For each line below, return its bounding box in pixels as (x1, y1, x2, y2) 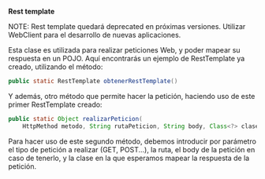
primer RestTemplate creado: (8, 100, 103, 109)
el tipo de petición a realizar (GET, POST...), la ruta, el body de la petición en (8, 144, 256, 154)
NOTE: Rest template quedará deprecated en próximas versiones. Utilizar (8, 22, 246, 31)
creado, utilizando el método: (8, 62, 103, 71)
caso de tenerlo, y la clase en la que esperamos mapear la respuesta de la (8, 153, 250, 163)
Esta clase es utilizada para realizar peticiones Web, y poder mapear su (8, 46, 241, 54)
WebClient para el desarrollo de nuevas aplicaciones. (8, 31, 181, 39)
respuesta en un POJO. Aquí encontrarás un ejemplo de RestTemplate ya (8, 54, 245, 63)
